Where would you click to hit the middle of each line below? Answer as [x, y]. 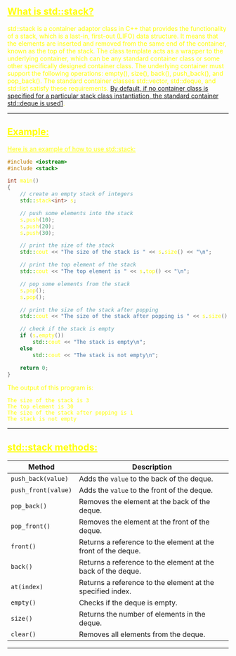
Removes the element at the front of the [144, 522]
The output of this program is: [50, 388]
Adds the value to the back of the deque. [146, 479]
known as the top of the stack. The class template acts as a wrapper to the [115, 51]
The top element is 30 [40, 407]
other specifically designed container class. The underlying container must [116, 65]
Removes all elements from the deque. [142, 634]
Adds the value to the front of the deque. [146, 490]
